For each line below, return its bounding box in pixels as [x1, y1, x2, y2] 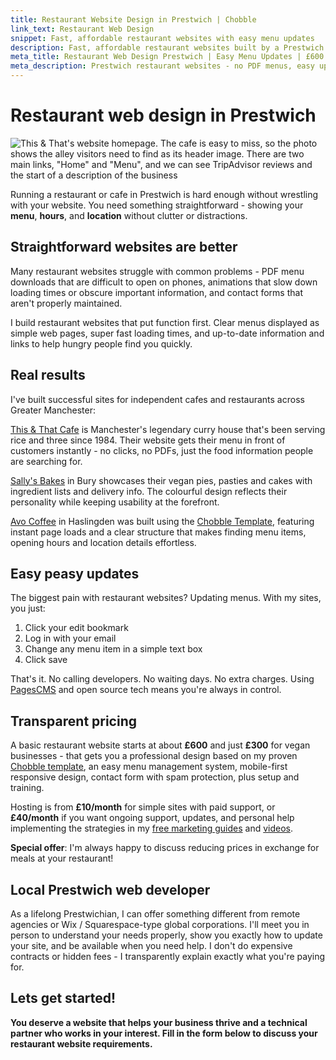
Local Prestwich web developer [10, 881, 211, 898]
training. [10, 782, 45, 794]
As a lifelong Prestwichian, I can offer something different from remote [10, 908, 301, 920]
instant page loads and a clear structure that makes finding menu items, [10, 526, 307, 538]
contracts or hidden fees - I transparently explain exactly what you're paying [10, 951, 325, 962]
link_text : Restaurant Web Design [10, 24, 155, 34]
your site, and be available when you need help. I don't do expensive [10, 940, 293, 951]
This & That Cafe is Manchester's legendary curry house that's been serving [10, 423, 326, 435]
